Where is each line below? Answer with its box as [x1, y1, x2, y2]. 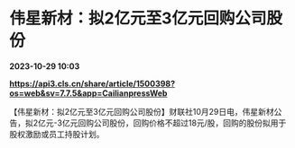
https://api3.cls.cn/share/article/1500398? [9, 78, 176, 89]
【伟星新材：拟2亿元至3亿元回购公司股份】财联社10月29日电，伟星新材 [9, 106, 274, 117]
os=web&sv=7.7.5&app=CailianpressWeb [9, 87, 168, 99]
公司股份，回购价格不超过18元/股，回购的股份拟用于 [93, 118, 287, 128]
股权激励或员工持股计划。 [9, 128, 105, 139]
